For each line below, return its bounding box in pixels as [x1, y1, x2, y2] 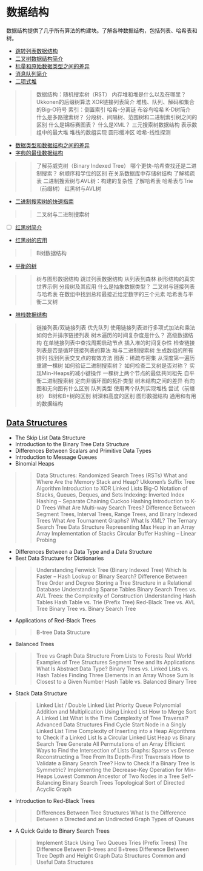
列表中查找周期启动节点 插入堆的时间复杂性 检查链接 [64, 339, 195, 346]
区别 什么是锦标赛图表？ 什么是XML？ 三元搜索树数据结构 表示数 [36, 121, 198, 128]
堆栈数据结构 [15, 311, 47, 318]
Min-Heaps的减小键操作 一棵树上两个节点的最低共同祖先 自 [41, 370, 190, 377]
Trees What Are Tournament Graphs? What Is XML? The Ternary [36, 517, 198, 524]
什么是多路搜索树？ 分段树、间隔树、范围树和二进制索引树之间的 [36, 113, 198, 120]
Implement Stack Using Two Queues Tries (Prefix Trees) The [36, 839, 188, 846]
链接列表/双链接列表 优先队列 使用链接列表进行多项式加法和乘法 [36, 324, 196, 331]
